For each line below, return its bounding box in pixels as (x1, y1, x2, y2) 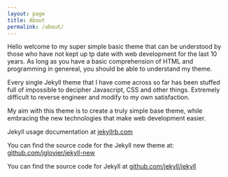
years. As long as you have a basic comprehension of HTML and (7, 57, 194, 66)
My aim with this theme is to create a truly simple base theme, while (7, 106, 203, 115)
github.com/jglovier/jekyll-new (7, 148, 96, 157)
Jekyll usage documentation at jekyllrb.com (7, 127, 133, 136)
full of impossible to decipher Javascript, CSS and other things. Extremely (7, 85, 220, 94)
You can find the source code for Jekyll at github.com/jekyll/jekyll (7, 162, 197, 171)
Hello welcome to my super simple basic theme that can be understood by (7, 43, 222, 51)
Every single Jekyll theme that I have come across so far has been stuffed (7, 78, 220, 87)
